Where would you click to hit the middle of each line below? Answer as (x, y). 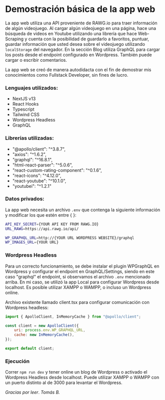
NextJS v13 (24, 99)
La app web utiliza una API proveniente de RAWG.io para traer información (81, 23)
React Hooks (25, 104)
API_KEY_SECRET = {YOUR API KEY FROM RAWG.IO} (52, 224)
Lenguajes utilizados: (32, 88)
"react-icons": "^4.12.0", (37, 175)
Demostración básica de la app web (80, 9)
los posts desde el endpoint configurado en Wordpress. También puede (79, 55)
